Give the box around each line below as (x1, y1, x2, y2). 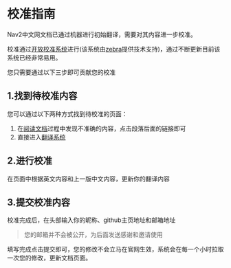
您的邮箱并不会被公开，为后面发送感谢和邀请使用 (23, 231, 163, 239)
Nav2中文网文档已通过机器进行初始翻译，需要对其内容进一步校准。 (7, 30, 197, 38)
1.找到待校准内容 (7, 90, 78, 102)
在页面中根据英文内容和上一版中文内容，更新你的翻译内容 (7, 175, 170, 183)
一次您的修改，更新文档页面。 (7, 254, 91, 262)
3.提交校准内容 (7, 197, 71, 208)
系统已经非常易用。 (7, 53, 62, 62)
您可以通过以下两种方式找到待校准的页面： (7, 109, 128, 118)
